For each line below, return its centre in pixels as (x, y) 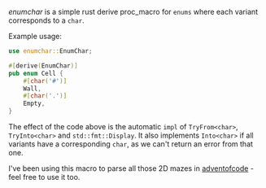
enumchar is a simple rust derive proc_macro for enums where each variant (133, 12)
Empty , (34, 104)
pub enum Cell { (36, 73)
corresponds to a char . (46, 20)
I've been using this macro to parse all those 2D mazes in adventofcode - (131, 168)
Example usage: (35, 36)
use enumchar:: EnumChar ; (50, 51)
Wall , (33, 89)
